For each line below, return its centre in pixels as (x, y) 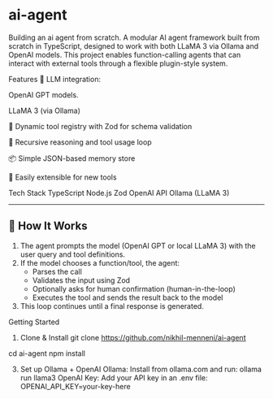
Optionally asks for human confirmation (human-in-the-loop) (134, 288)
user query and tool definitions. (73, 254)
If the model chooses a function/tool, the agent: (100, 262)
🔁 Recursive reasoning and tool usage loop (80, 142)
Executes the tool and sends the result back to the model (128, 297)
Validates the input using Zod (81, 280)
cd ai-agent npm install (47, 353)
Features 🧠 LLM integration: (55, 79)
